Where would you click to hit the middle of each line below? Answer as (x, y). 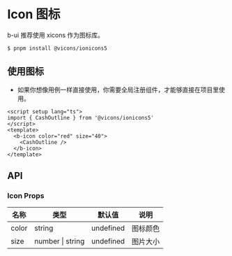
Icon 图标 (34, 14)
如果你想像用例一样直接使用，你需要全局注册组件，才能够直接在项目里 (118, 90)
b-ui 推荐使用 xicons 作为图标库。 (56, 35)
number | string (60, 241)
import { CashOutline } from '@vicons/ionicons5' (81, 118)
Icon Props (26, 196)
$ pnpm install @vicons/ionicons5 (57, 48)
